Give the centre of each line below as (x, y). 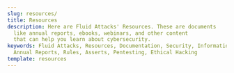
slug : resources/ (32, 14)
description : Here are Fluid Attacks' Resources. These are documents (112, 26)
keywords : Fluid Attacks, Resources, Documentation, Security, (101, 46)
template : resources (37, 59)
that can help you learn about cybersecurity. (82, 40)
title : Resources (32, 20)
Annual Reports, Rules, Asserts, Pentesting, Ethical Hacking (106, 53)
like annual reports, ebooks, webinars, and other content (101, 33)
